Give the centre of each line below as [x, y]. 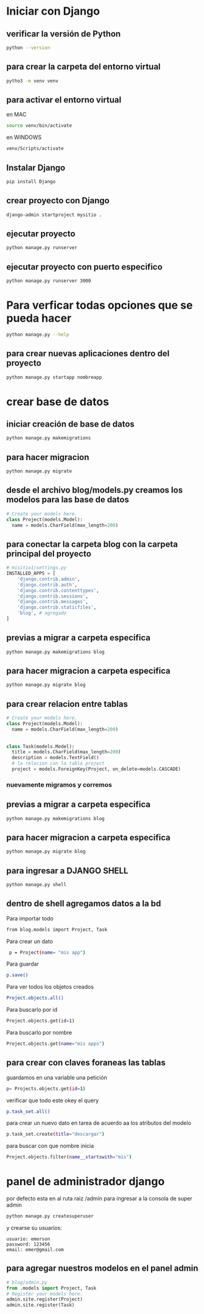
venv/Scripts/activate [35, 149]
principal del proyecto [49, 554]
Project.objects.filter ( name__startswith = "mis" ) [69, 1157]
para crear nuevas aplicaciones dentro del [88, 354]
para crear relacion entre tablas [67, 704]
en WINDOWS [24, 137]
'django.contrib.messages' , [53, 602]
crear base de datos [58, 402]
